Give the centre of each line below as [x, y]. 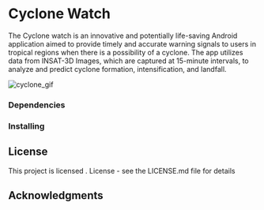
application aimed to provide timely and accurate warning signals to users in [132, 43]
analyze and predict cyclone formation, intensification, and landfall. [117, 69]
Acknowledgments [56, 195]
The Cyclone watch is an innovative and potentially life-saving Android [123, 36]
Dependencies [37, 105]
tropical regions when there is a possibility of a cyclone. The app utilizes [126, 52]
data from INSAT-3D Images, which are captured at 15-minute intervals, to [128, 61]
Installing [26, 126]
